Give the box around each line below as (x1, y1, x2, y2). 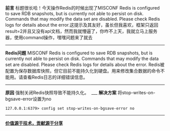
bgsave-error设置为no (5, 96, 52, 102)
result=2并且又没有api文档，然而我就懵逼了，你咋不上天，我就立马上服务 (5, 28, 158, 34)
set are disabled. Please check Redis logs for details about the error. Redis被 (5, 61, 165, 68)
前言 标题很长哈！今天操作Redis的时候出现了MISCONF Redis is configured (5, 5, 160, 11)
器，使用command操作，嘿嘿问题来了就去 (5, 35, 93, 40)
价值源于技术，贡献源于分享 (5, 120, 63, 126)
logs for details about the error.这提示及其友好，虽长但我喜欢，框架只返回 (5, 22, 158, 28)
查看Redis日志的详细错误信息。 (22, 74, 88, 80)
